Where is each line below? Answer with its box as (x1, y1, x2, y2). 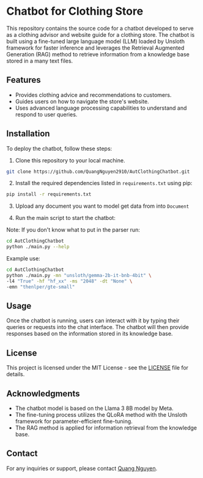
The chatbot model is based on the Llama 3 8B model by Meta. (15, 404, 174, 412)
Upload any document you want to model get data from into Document (15, 202, 190, 210)
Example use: (6, 255, 41, 262)
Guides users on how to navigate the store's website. (15, 97, 149, 105)
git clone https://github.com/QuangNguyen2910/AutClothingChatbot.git (6, 169, 190, 175)
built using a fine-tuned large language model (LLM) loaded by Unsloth (6, 37, 185, 45)
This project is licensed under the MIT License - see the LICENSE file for (6, 364, 188, 371)
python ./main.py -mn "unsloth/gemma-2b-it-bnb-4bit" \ (6, 272, 152, 278)
